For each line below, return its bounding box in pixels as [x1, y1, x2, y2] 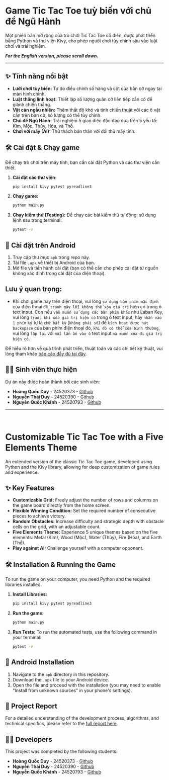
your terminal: [12, 634, 42, 640]
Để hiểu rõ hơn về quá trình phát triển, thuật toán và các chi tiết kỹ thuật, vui [5, 345, 163, 352]
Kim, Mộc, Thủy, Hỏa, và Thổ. [12, 123, 74, 129]
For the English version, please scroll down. [5, 53, 99, 59]
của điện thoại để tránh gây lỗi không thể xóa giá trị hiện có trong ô [12, 303, 162, 309]
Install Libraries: [12, 591, 48, 597]
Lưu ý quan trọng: [5, 285, 62, 294]
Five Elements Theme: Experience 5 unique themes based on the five [12, 529, 158, 535]
